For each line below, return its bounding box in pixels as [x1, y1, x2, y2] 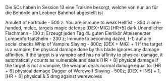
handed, [5, 25, 23, 31]
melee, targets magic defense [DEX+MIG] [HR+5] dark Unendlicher [23, 25, 163, 31]
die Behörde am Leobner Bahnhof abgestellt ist [5, 10, 103, 16]
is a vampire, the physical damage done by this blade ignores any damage [5, 47, 160, 52]
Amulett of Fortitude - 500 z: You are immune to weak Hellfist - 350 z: [5, 20, 150, 25]
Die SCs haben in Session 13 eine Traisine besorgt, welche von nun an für [5, 5, 158, 10]
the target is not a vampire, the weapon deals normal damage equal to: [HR [5, 63, 161, 68]
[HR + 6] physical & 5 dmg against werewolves [5, 73, 102, 79]
